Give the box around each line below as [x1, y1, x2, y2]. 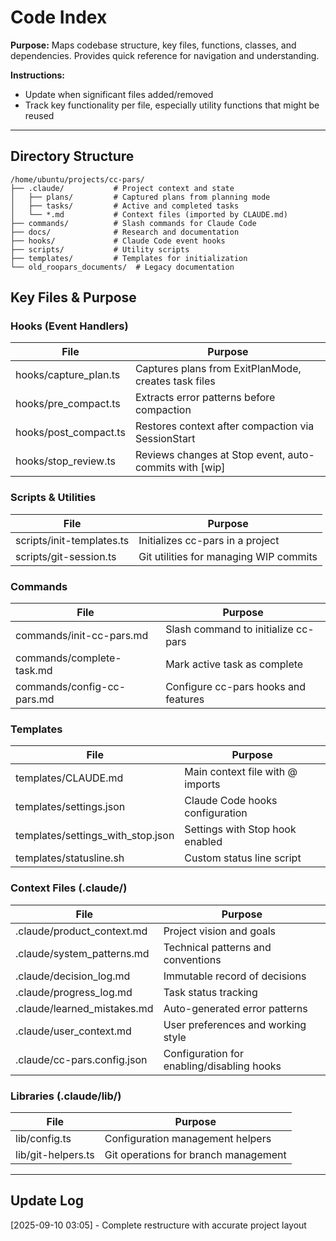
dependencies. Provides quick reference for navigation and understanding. [10, 49, 320, 61]
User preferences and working [163, 1017, 307, 1031]
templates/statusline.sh [15, 851, 125, 865]
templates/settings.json [15, 800, 126, 814]
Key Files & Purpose [10, 289, 137, 306]
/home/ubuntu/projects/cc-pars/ [10, 174, 145, 185]
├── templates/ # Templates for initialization [10, 253, 248, 263]
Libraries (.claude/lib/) [10, 1089, 122, 1103]
